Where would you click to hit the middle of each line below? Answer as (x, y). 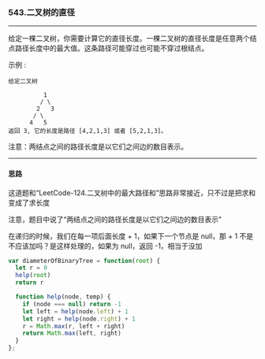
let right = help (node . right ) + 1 (79, 319)
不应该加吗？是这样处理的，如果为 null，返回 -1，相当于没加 (105, 246)
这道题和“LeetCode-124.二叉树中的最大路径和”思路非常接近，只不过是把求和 (132, 192)
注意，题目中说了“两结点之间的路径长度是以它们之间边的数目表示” (115, 219)
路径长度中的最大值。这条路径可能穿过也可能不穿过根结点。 (112, 48)
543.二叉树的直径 (42, 12)
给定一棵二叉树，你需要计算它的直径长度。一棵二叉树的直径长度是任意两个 (129, 39)
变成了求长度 (29, 202)
